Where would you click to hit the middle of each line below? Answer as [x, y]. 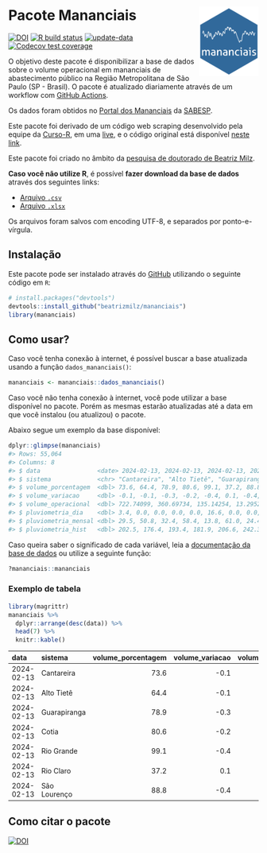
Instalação [35, 255]
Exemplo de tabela [44, 589]
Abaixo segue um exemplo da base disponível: [84, 430]
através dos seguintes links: [54, 182]
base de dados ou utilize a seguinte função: [80, 553]
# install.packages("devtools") [62, 298]
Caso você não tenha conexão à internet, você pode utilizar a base [118, 398]
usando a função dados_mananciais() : [70, 367]
